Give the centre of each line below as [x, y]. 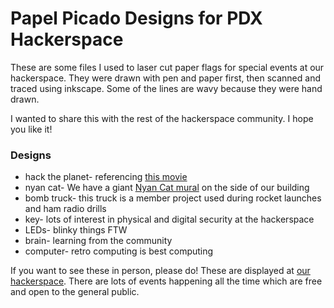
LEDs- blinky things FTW [76, 230]
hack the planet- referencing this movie [106, 177]
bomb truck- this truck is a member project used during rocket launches [173, 198]
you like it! [31, 129]
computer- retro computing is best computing [119, 251]
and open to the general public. [75, 292]
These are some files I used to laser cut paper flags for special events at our [167, 67]
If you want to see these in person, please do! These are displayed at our [160, 271]
